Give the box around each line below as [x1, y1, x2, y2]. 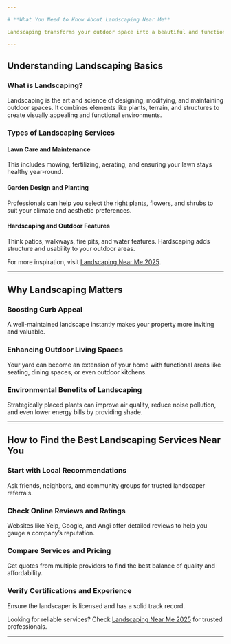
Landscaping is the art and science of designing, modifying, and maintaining [7, 96, 224, 105]
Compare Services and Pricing [7, 546, 111, 555]
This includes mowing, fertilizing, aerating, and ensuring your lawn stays [7, 160, 212, 169]
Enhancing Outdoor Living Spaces [7, 345, 124, 354]
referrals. [7, 489, 33, 497]
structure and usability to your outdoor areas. [7, 244, 135, 253]
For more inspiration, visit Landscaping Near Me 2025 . [7, 257, 162, 266]
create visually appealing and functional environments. [7, 111, 162, 119]
